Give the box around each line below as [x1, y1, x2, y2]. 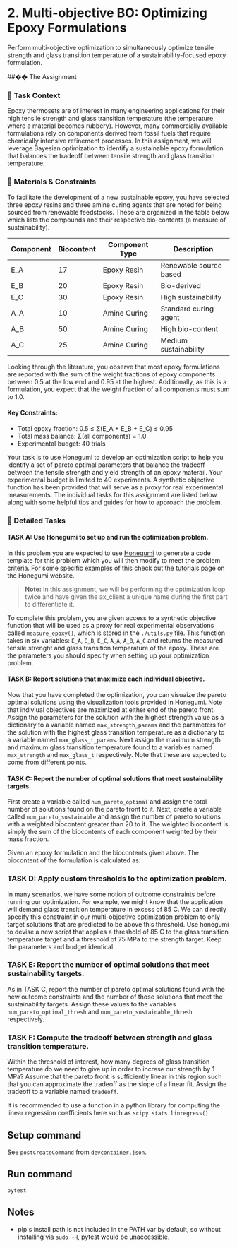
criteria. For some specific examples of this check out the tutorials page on [7, 564, 225, 572]
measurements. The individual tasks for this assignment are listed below [7, 490, 217, 499]
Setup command [7, 1129, 82, 1141]
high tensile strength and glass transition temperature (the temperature [7, 114, 214, 123]
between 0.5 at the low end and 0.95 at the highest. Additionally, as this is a [7, 377, 227, 386]
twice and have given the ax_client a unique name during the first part [24, 592, 228, 601]
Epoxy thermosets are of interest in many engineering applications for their [7, 107, 225, 115]
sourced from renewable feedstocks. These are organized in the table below [7, 208, 229, 216]
